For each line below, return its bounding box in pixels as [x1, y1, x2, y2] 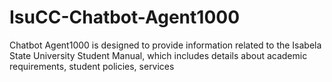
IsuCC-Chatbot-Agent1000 [9, 6, 241, 29]
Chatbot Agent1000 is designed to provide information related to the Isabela [9, 39, 322, 51]
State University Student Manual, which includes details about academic [9, 49, 308, 61]
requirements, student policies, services [9, 60, 175, 72]
